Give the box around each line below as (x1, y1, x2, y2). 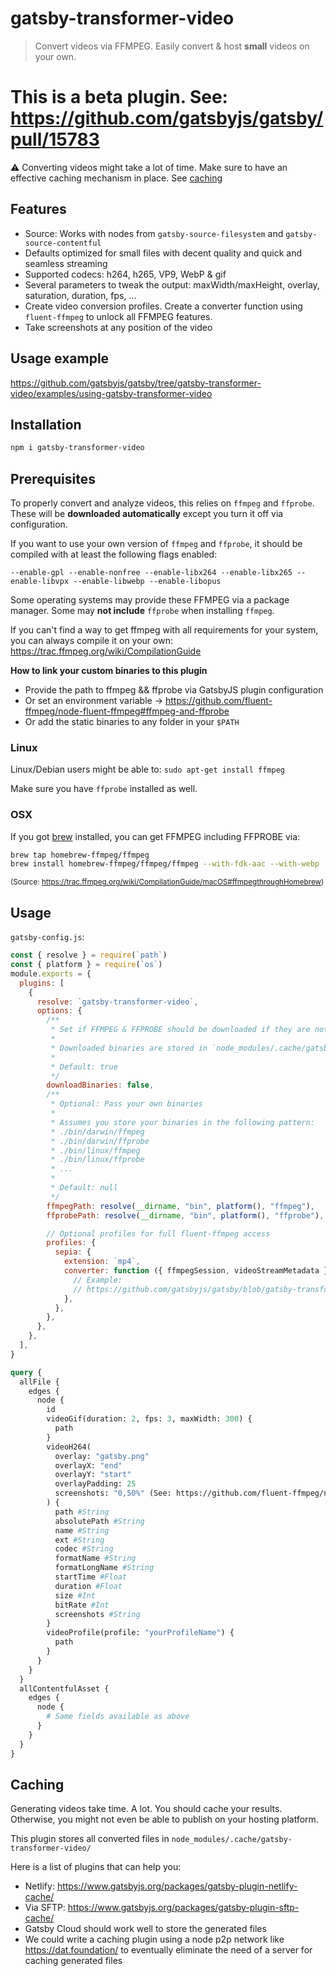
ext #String (54, 1535, 105, 1545)
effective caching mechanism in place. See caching (10, 172, 223, 184)
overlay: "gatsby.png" (54, 1451, 150, 1461)
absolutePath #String (54, 1516, 145, 1526)
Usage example (10, 350, 110, 367)
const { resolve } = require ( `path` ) (10, 950, 168, 961)
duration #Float (54, 1581, 123, 1591)
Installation (10, 416, 82, 433)
